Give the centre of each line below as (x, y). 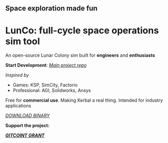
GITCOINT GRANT (25, 135)
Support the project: (27, 126)
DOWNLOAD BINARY (27, 116)
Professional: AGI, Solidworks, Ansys (52, 90)
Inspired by (17, 75)
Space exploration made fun (51, 8)
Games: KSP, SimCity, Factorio (45, 85)
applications (18, 106)
